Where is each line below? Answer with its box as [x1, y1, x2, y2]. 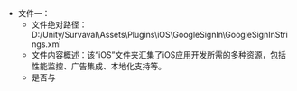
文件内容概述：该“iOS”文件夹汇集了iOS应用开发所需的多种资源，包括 [31, 50, 287, 60]
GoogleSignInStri [225, 30, 289, 40]
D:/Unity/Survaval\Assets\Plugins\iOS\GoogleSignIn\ [31, 30, 226, 40]
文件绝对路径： [31, 19, 88, 30]
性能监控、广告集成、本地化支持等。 [31, 61, 167, 71]
